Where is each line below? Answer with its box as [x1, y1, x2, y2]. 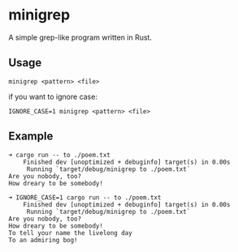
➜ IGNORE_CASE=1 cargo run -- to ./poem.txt [8, 193, 162, 202]
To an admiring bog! [8, 236, 79, 244]
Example [8, 130, 54, 143]
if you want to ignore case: [8, 92, 97, 101]
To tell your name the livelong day [8, 229, 132, 237]
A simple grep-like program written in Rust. [8, 32, 153, 42]
